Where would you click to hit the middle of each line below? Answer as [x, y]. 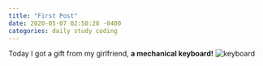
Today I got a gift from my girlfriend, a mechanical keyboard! [111, 54]
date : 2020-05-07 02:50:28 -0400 [65, 23]
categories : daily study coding [63, 31]
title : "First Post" [43, 16]
